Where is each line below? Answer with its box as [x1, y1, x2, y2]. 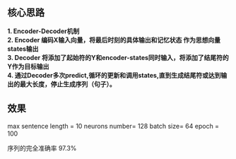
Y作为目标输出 [7, 62, 49, 71]
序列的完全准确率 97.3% [7, 143, 77, 152]
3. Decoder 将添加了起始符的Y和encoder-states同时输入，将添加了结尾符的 [7, 53, 230, 61]
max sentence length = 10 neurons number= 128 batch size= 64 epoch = [7, 122, 220, 130]
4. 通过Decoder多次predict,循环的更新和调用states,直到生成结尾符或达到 [7, 71, 221, 79]
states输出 [7, 45, 39, 53]
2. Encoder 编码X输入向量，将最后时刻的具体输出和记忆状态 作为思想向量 [7, 35, 221, 44]
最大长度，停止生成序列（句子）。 [19, 80, 116, 88]
